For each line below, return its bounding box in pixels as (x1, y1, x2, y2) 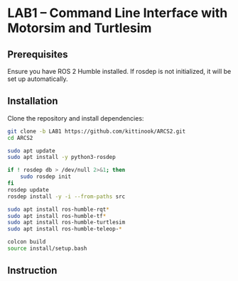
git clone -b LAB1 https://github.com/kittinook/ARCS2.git (7, 128, 186, 135)
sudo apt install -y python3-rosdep (7, 154, 116, 161)
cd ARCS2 (7, 134, 33, 141)
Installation (7, 95, 58, 107)
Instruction (7, 265, 58, 277)
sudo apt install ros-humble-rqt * (7, 206, 110, 213)
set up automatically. (7, 75, 69, 83)
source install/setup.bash (7, 245, 87, 253)
